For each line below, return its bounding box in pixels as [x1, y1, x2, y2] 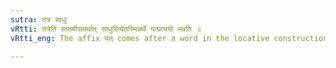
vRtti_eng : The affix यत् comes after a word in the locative [10, 33, 270, 43]
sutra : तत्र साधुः [10, 14, 68, 25]
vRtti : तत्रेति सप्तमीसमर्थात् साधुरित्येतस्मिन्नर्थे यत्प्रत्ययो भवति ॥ [10, 24, 202, 34]
